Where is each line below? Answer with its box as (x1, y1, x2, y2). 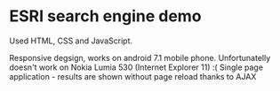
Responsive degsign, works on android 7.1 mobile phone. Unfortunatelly (9, 52, 271, 63)
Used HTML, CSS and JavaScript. (9, 35, 133, 46)
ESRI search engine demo (9, 6, 202, 27)
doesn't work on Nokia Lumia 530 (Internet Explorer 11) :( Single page (9, 62, 264, 72)
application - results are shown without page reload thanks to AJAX (9, 71, 257, 81)
